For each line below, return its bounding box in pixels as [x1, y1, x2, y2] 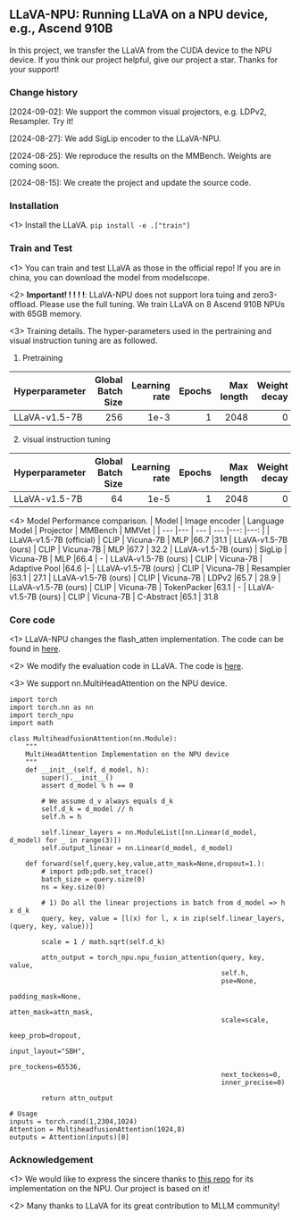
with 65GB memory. [9, 308, 83, 319]
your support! [9, 63, 60, 74]
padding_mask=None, [9, 992, 82, 1001]
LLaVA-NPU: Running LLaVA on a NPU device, [9, 7, 269, 22]
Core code [9, 614, 55, 626]
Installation [9, 200, 60, 213]
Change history [9, 86, 79, 98]
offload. [9, 298, 38, 309]
